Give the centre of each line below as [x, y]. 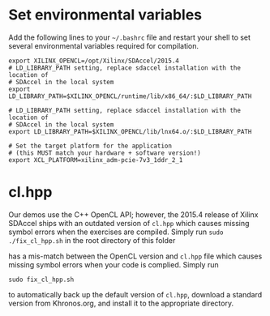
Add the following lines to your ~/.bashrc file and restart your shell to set [130, 37]
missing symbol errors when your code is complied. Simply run [114, 264]
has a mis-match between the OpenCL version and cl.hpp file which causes [135, 256]
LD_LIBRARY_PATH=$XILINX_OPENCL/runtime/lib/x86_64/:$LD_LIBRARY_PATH [130, 96]
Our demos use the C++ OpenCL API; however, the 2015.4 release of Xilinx [133, 214]
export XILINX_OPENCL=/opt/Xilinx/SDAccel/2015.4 [94, 61]
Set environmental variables [105, 15]
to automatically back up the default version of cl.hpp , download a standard [135, 294]
